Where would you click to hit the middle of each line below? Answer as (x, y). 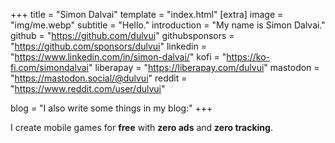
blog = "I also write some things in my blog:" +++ (111, 108)
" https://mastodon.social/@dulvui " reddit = (99, 78)
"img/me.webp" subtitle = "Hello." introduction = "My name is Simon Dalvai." (168, 25)
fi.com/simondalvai (49, 67)
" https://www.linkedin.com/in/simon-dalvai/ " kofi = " (118, 57)
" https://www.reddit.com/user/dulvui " (88, 88)
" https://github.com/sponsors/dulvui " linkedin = (108, 46)
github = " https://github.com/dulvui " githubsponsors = (122, 35)
